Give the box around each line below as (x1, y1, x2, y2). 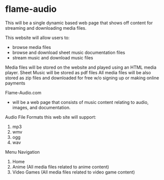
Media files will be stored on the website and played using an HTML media (5, 64, 157, 70)
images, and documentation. (12, 104, 71, 110)
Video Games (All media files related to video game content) (12, 169, 135, 175)
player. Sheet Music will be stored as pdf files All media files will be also (5, 69, 151, 75)
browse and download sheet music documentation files (12, 49, 125, 55)
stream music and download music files (12, 54, 93, 60)
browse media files (12, 44, 51, 50)
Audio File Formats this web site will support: (5, 114, 96, 120)
